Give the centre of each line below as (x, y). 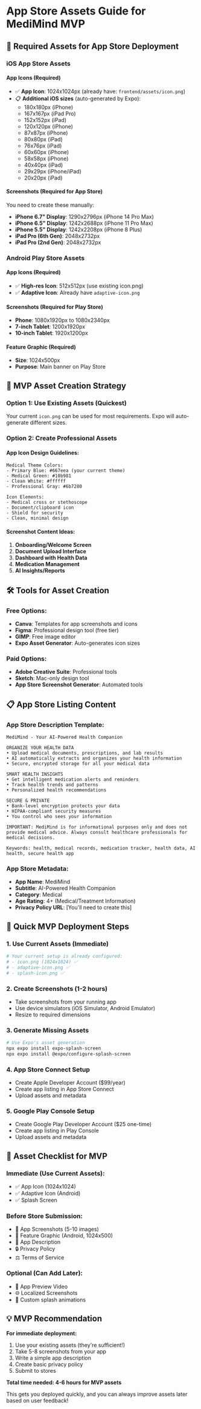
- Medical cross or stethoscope (47, 503)
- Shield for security (35, 513)
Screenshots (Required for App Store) (55, 192)
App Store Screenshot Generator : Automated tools (79, 685)
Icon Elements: (25, 497)
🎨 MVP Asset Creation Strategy (66, 386)
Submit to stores (35, 1370)
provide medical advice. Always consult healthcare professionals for (97, 833)
